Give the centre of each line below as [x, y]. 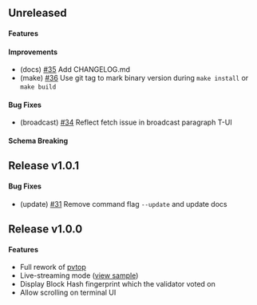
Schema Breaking [38, 141]
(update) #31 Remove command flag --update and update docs [123, 204]
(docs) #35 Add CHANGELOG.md [75, 69]
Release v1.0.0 [45, 229]
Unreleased [38, 13]
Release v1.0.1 [44, 166]
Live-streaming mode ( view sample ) [79, 275]
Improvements [33, 52]
